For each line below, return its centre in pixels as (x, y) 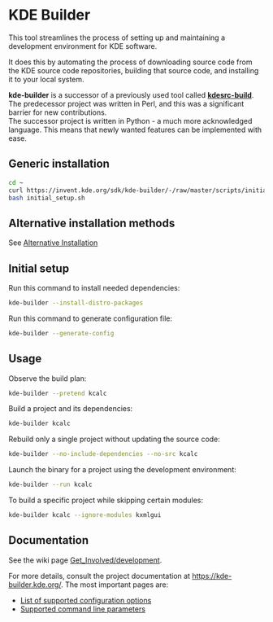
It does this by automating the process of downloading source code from (130, 62)
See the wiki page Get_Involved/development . (85, 560)
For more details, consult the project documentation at (100, 576)
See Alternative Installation (53, 243)
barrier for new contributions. (58, 112)
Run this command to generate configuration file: (91, 318)
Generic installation (59, 164)
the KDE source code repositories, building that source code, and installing (134, 70)
